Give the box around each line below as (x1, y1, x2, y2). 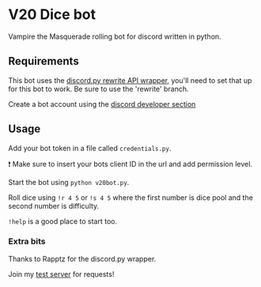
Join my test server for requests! (8, 269, 115, 278)
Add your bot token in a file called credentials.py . (8, 143, 172, 153)
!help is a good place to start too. (8, 216, 118, 226)
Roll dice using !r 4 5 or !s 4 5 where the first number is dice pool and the (8, 192, 253, 202)
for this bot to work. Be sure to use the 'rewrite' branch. (8, 84, 189, 93)
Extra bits (8, 236, 46, 247)
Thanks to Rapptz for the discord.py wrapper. (8, 254, 157, 263)
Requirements (8, 55, 79, 68)
